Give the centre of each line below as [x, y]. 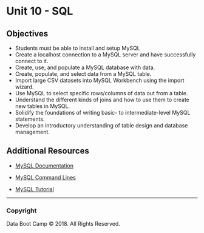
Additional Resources [48, 151]
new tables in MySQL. [42, 106]
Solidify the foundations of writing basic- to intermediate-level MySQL [103, 113]
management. [32, 132]
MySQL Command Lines [45, 177]
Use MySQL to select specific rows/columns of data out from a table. [101, 93]
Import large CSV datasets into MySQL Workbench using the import [100, 80]
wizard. [24, 87]
